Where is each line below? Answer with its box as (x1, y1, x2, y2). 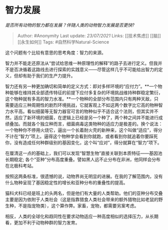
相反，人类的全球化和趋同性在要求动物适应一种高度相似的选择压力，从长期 (5, 213, 158, 219)
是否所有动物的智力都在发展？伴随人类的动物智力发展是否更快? (5, 22, 135, 28)
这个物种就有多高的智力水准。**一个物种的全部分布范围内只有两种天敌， (5, 95, 154, 101)
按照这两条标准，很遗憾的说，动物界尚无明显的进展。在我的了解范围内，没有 (5, 173, 163, 179)
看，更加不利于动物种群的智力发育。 (5, 219, 80, 225)
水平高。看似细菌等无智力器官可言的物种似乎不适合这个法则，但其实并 (9, 108, 154, 114)
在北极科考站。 (5, 162, 36, 168)
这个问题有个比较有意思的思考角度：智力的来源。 (5, 49, 106, 55)
